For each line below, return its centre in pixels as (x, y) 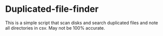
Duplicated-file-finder (52, 9)
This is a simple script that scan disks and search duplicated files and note (82, 23)
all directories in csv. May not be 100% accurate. (55, 28)
